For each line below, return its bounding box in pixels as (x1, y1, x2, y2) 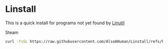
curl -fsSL (5, 39, 28, 44)
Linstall (5, 3, 36, 15)
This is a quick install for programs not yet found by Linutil (5, 20, 125, 26)
